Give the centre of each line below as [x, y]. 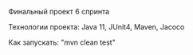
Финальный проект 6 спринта [59, 12]
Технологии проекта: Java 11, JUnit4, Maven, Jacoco [96, 27]
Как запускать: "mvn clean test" [62, 42]
